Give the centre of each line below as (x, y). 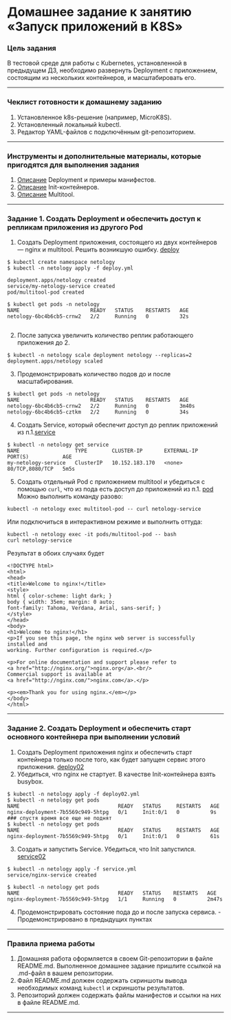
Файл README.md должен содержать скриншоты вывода (102, 980)
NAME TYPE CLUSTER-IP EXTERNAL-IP (102, 451)
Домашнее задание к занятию (100, 12)
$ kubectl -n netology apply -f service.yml (72, 869)
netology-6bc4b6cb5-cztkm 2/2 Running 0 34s (98, 412)
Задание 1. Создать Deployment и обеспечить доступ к (104, 219)
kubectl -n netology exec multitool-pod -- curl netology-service (104, 509)
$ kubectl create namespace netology (61, 263)
